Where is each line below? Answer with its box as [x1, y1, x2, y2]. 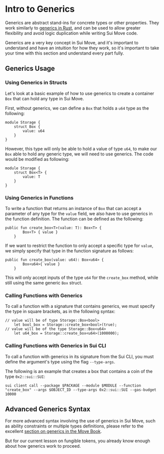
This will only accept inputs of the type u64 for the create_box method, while [5, 274, 158, 280]
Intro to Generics [5, 3, 75, 15]
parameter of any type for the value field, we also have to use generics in [5, 211, 153, 216]
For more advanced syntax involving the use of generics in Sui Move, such [5, 418, 156, 424]
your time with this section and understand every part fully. [5, 50, 124, 56]
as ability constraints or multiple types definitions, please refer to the [5, 423, 143, 429]
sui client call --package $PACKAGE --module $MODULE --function [5, 383, 141, 388]
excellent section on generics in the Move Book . [5, 428, 102, 434]
